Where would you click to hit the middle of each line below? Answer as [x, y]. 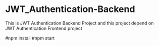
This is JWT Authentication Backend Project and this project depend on [79, 23]
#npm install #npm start [30, 38]
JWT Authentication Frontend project [44, 28]
